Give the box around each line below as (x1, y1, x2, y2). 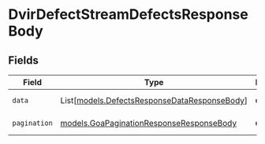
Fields (8, 54, 39, 67)
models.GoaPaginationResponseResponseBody (60, 118, 237, 128)
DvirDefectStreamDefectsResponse (8, 6, 248, 24)
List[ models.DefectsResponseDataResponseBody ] (60, 95, 248, 105)
